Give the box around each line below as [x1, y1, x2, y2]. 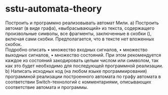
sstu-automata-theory [5, 3, 102, 15]
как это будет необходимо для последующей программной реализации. [5, 63, 163, 69]
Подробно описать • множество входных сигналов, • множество [5, 46, 148, 53]
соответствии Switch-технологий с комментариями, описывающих [5, 79, 151, 85]
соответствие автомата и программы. [5, 84, 88, 90]
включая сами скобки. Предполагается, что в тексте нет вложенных [5, 36, 155, 42]
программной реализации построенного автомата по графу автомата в [5, 73, 161, 79]
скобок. [5, 41, 22, 47]
